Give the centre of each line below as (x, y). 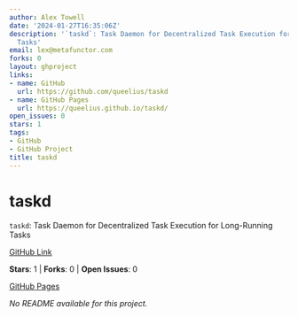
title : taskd (33, 157)
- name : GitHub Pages (49, 100)
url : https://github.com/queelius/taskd (93, 91)
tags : (19, 133)
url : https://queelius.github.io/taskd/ (93, 108)
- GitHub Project (41, 149)
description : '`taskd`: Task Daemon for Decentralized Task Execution (142, 34)
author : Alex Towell (47, 17)
